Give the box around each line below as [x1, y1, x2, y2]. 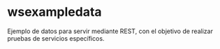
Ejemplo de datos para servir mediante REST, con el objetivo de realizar [7, 27, 213, 35]
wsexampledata [7, 4, 103, 20]
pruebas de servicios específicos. [7, 34, 105, 42]
